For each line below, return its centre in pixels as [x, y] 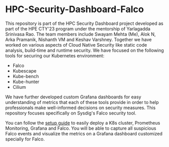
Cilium [19, 87]
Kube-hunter [26, 82]
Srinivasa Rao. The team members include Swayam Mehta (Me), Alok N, [80, 34]
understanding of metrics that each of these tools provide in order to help [82, 102]
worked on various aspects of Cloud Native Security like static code [76, 45]
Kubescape [24, 71]
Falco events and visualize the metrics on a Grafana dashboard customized [84, 133]
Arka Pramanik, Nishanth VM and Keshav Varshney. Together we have [79, 40]
